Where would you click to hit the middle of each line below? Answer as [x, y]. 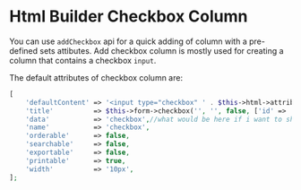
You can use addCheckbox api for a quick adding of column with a [129, 41]
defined [24, 50]
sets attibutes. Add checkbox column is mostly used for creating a [162, 50]
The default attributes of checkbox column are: [96, 77]
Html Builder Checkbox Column [129, 17]
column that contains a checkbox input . [83, 60]
